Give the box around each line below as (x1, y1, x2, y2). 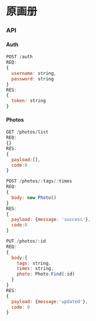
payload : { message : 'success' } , (11, 217, 91, 222)
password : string (11, 76, 54, 82)
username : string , (11, 70, 57, 76)
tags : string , (16, 260, 51, 266)
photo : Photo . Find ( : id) (16, 271, 75, 277)
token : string (11, 98, 46, 104)
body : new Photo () (11, 195, 57, 201)
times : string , (16, 266, 54, 271)
